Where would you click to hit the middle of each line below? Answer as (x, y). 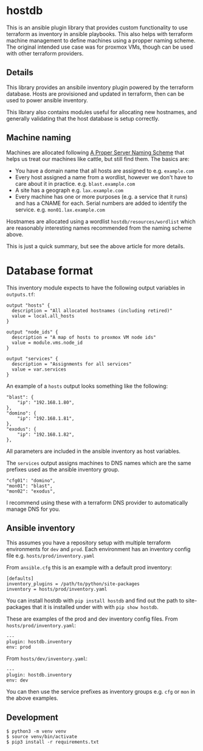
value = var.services (39, 369)
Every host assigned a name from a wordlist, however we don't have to (104, 177)
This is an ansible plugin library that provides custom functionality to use (97, 27)
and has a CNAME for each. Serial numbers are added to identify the (101, 203)
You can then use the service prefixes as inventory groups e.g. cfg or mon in (101, 692)
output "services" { (33, 358)
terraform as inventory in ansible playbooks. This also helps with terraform (99, 34)
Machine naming (39, 138)
